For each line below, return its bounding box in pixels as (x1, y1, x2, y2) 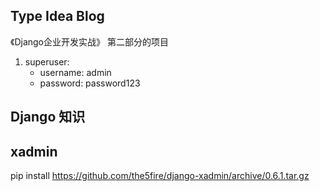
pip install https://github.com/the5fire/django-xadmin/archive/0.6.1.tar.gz (10, 170, 310, 182)
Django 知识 (10, 109, 86, 126)
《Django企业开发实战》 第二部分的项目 (10, 35, 169, 48)
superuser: (24, 55, 70, 68)
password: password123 (39, 77, 141, 89)
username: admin (39, 66, 112, 78)
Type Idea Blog (10, 8, 105, 25)
